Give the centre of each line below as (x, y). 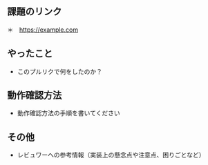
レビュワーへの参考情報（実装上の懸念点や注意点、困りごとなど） (111, 155)
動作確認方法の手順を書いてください (68, 113)
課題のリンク (35, 12)
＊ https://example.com (42, 30)
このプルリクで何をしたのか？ (59, 71)
